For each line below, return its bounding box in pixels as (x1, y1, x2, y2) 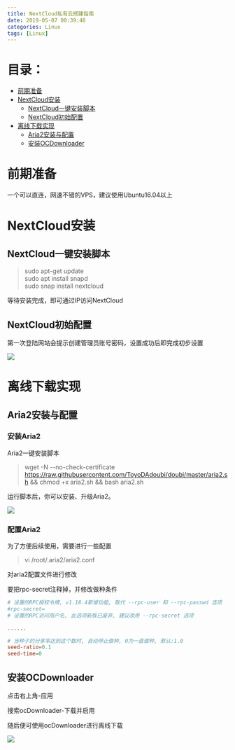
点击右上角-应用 (7, 691, 54, 700)
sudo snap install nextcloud (24, 282, 104, 291)
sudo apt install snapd (24, 275, 89, 283)
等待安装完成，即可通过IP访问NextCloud (7, 296, 124, 305)
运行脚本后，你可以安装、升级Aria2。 (7, 492, 115, 501)
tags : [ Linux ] (7, 29, 49, 37)
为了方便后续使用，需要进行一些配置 (7, 542, 112, 550)
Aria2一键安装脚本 (7, 449, 59, 457)
